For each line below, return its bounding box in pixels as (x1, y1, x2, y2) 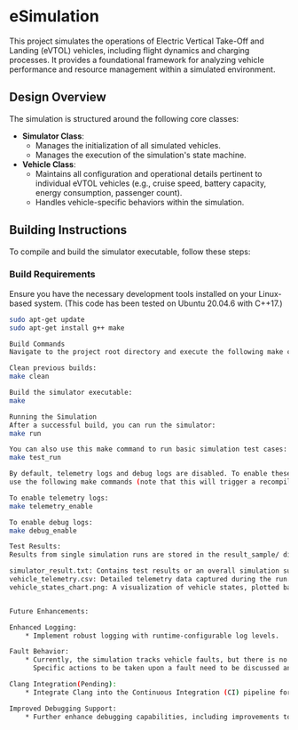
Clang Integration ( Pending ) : (9, 680, 117, 689)
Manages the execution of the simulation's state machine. (35, 149, 247, 160)
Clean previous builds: (9, 364, 98, 373)
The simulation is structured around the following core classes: (9, 113, 239, 124)
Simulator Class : (21, 131, 84, 141)
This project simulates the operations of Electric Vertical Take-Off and (9, 36, 264, 46)
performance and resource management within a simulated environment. (9, 64, 276, 75)
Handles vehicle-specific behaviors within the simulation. (35, 197, 245, 207)
